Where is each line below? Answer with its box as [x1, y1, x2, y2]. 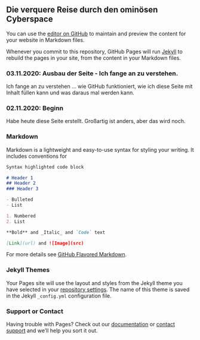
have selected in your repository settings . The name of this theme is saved [6, 286, 190, 293]
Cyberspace [6, 14, 53, 24]
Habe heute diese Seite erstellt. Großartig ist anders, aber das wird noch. [6, 118, 186, 125]
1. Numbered [6, 213, 36, 219]
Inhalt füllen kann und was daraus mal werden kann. [6, 89, 134, 96]
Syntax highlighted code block [6, 164, 84, 170]
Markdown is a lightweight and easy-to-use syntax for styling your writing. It [6, 146, 194, 153]
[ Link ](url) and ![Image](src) [6, 240, 84, 246]
